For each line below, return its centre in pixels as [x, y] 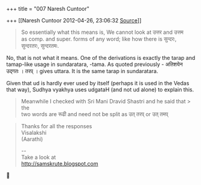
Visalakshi [34, 133]
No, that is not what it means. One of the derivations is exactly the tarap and [101, 58]
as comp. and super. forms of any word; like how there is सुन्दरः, [99, 39]
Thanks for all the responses [56, 126]
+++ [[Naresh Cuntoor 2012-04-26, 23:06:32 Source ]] [74, 20]
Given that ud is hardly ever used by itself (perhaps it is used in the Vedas [98, 83]
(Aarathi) [32, 139]
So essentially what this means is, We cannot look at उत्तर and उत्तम [102, 32]
